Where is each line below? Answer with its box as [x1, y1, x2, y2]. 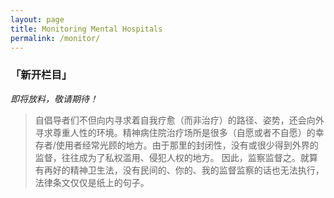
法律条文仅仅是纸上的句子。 [34, 176, 150, 188]
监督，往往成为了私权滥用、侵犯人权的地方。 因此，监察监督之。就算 [34, 151, 318, 163]
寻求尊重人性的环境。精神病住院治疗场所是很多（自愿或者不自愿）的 [34, 126, 316, 138]
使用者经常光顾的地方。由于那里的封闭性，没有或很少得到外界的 [55, 139, 319, 151]
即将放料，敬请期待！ [10, 92, 98, 105]
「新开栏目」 [10, 68, 73, 82]
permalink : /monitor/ [10, 33, 101, 43]
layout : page [10, 14, 65, 25]
